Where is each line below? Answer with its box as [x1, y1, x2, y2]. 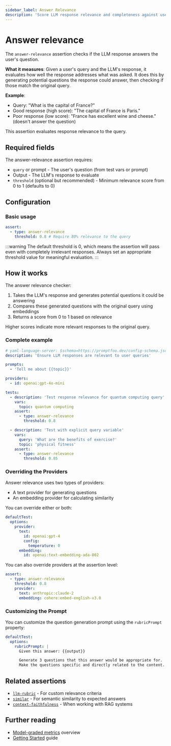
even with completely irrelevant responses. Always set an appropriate [5, 248, 152, 255]
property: [5, 624, 25, 630]
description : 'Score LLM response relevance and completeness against [5, 12, 158, 17]
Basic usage [5, 213, 37, 220]
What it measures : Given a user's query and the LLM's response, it [5, 66, 147, 72]
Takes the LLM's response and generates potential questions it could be [12, 292, 164, 298]
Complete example [5, 337, 53, 344]
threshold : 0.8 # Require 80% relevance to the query [14, 234, 131, 239]
